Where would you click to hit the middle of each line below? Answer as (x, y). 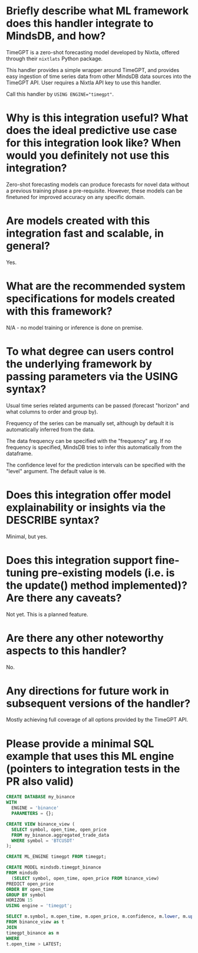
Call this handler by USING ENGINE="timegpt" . (60, 94)
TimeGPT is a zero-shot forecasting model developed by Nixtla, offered (93, 52)
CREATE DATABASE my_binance (41, 797)
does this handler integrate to (80, 23)
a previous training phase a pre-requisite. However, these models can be (94, 191)
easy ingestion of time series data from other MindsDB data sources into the (99, 76)
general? (28, 246)
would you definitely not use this (88, 156)
